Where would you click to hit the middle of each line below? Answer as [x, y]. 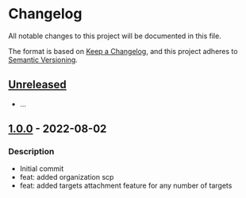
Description [31, 152]
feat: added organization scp [67, 177]
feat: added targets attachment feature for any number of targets [126, 186]
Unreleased [38, 85]
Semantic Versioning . [43, 60]
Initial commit [42, 169]
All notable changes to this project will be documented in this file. [115, 36]
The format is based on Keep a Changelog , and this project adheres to [123, 51]
